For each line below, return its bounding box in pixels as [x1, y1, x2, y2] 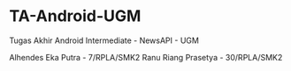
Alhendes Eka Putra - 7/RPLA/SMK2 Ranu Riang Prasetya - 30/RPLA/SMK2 [9, 52, 283, 62]
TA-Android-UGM [9, 6, 142, 26]
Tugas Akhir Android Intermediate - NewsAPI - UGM [9, 35, 199, 46]
